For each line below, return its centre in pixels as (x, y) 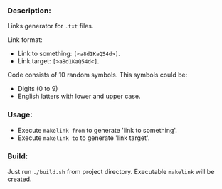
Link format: (25, 40)
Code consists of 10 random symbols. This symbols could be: (97, 75)
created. (20, 179)
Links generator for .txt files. (51, 26)
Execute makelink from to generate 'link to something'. (97, 130)
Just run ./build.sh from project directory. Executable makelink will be (111, 171)
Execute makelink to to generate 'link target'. (84, 138)
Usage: (20, 114)
